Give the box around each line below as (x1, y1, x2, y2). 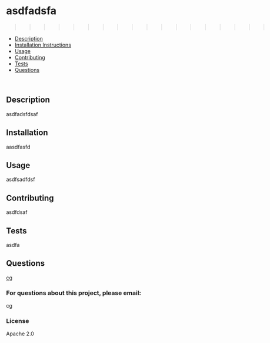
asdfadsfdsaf (6, 110, 38, 117)
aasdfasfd (6, 143, 31, 150)
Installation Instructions (14, 41, 72, 48)
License (6, 317, 29, 325)
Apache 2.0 (6, 330, 34, 337)
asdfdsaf (6, 209, 28, 216)
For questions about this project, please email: (6, 289, 142, 297)
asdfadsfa (6, 4, 57, 18)
